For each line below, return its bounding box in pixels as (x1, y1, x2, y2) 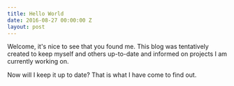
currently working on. (7, 57, 69, 66)
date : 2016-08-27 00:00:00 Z (7, 17, 92, 24)
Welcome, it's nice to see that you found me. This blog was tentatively (7, 43, 210, 51)
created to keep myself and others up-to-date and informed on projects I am (7, 50, 228, 58)
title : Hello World (7, 10, 64, 17)
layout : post (7, 23, 45, 30)
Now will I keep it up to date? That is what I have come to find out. (7, 71, 197, 79)
